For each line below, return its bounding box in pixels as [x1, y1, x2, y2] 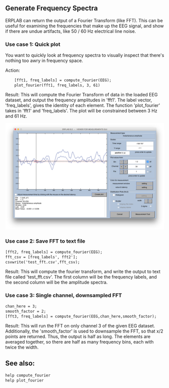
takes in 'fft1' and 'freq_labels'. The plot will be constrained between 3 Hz [5, 108, 157, 114]
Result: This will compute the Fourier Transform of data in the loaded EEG [5, 92, 158, 98]
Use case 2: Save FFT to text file [5, 237, 86, 244]
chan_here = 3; [5, 304, 37, 309]
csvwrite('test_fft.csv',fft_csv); [5, 260, 80, 265]
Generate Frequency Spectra [5, 4, 98, 13]
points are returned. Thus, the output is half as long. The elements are [5, 334, 151, 340]
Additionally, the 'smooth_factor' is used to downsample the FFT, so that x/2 [5, 328, 163, 335]
